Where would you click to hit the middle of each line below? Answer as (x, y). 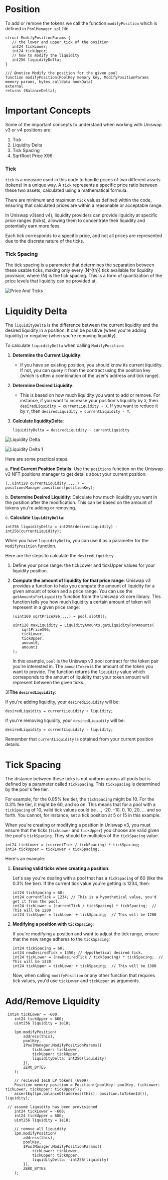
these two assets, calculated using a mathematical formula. (66, 190)
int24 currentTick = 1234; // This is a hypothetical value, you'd (84, 897)
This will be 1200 (32, 910)
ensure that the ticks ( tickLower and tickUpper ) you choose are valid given (82, 830)
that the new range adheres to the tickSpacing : (61, 939)
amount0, (31, 643)
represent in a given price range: (46, 607)
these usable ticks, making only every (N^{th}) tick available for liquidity (79, 270)
